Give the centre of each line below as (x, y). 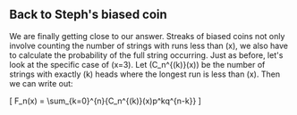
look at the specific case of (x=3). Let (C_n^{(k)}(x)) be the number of (137, 64)
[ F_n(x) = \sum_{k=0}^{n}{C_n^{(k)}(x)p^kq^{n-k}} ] (105, 101)
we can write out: (41, 83)
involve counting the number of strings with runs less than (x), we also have (149, 45)
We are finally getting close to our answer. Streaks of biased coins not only (147, 36)
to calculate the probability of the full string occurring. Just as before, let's (146, 55)
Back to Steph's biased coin (88, 15)
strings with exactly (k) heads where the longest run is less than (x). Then (144, 74)
